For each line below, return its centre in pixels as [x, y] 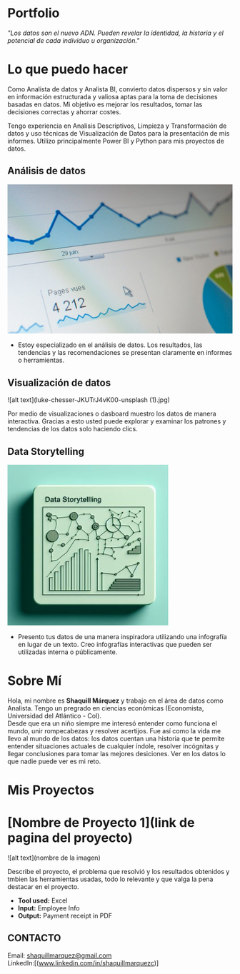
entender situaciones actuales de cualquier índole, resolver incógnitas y [113, 746]
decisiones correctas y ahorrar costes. [64, 111]
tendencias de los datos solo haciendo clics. [72, 429]
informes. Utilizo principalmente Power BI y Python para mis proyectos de [116, 141]
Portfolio [34, 13]
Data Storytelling [46, 451]
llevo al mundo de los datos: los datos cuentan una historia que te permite [116, 738]
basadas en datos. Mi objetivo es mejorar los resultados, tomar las [105, 104]
